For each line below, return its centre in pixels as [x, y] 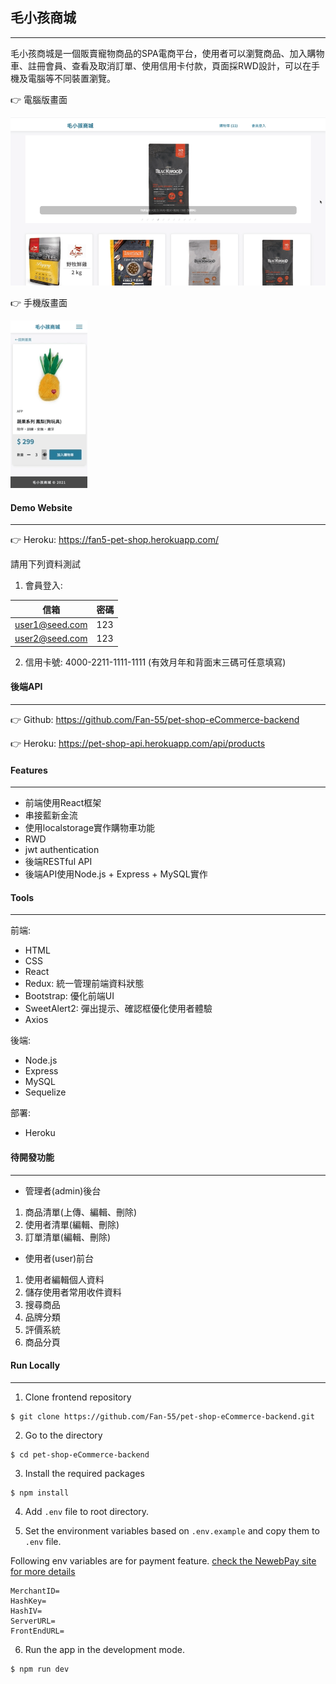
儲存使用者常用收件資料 [73, 1292]
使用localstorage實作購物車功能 [90, 828]
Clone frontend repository [78, 1397]
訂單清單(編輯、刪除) [68, 1237]
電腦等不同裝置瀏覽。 [71, 78]
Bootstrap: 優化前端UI [69, 996]
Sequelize [45, 1092]
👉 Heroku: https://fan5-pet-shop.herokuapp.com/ [115, 540]
